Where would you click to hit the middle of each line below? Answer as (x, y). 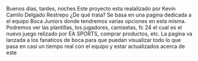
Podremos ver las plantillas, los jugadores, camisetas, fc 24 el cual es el (94, 27)
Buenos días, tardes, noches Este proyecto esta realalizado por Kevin (91, 9)
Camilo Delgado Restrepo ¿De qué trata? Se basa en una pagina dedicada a (99, 15)
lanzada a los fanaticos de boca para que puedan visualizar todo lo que (94, 40)
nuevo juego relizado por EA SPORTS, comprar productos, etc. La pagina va (99, 34)
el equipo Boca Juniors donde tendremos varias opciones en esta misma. (96, 21)
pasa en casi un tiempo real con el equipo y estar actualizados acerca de (96, 46)
